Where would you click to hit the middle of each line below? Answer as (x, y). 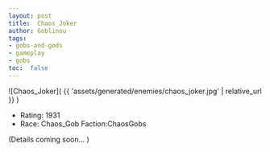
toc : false (28, 68)
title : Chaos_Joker (43, 23)
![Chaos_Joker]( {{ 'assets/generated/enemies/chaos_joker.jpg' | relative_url (135, 91)
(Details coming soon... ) (49, 139)
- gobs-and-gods (35, 46)
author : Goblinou (37, 31)
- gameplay (27, 53)
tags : (17, 38)
